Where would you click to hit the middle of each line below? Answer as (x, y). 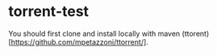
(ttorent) (196, 33)
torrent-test (49, 12)
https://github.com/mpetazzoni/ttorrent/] (79, 41)
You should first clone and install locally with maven (94, 33)
